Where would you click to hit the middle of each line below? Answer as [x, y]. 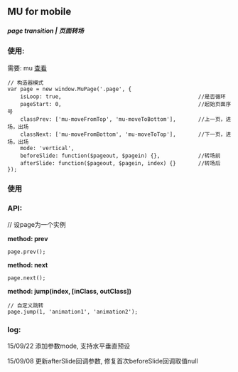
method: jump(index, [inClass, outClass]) [70, 291]
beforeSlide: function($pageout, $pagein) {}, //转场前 [120, 156]
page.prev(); [27, 252]
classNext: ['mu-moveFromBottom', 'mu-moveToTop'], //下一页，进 [126, 134]
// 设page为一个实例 [37, 224]
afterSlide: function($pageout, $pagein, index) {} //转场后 [120, 163]
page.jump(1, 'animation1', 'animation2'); [73, 312]
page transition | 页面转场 [45, 31]
